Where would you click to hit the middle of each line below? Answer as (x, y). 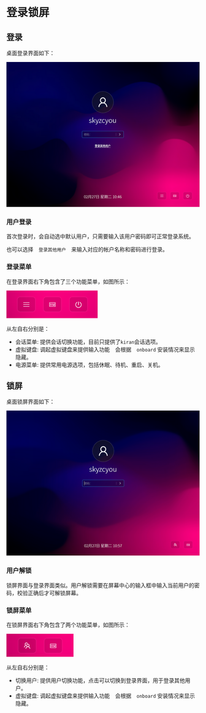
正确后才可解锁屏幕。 (54, 593)
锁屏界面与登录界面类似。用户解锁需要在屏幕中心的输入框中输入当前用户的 (100, 585)
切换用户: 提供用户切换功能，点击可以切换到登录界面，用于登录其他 (100, 680)
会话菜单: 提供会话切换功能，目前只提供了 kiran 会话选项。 (88, 342)
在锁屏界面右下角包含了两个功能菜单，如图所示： (68, 625)
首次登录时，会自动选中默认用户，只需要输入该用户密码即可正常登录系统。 (100, 236)
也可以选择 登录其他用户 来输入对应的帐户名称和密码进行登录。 (87, 250)
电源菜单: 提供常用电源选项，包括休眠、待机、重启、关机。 (89, 364)
